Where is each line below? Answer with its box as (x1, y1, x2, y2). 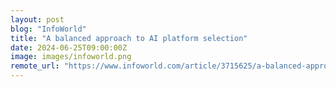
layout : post (10, 14, 65, 25)
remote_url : (10, 61, 60, 71)
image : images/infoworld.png (10, 52, 132, 62)
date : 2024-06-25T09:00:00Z (10, 42, 128, 53)
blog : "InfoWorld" (10, 24, 87, 34)
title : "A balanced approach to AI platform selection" (10, 33, 248, 43)
